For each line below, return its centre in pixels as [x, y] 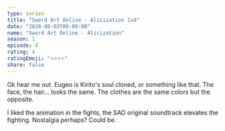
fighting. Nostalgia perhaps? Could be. [62, 120]
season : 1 [21, 39]
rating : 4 [21, 52]
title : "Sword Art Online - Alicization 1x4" [73, 20]
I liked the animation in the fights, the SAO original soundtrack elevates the [113, 112]
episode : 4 [23, 46]
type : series [26, 13]
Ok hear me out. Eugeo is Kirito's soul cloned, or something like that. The [111, 84]
